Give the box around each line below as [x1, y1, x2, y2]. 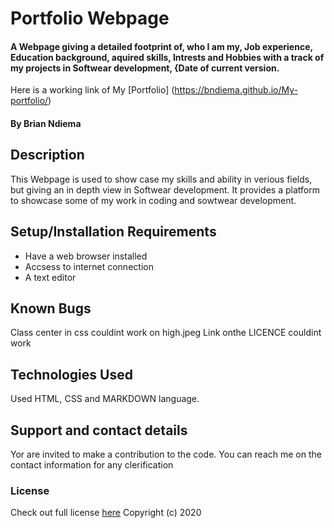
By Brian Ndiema [10, 117, 82, 129]
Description [10, 147, 85, 164]
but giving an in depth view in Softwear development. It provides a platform [10, 183, 320, 196]
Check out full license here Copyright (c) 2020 [10, 507, 202, 519]
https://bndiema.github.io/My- [174, 84, 298, 96]
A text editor [24, 271, 77, 283]
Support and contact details [10, 422, 188, 439]
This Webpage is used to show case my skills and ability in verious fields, [10, 173, 313, 185]
